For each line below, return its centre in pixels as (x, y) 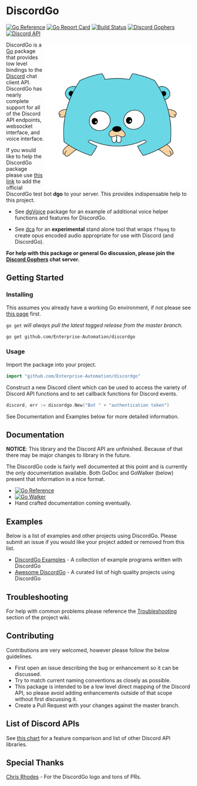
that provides (22, 57)
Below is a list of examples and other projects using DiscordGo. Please (92, 536)
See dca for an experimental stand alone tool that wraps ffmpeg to (95, 229)
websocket (19, 126)
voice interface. (25, 138)
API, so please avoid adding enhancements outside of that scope (93, 692)
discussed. (28, 674)
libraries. (17, 744)
